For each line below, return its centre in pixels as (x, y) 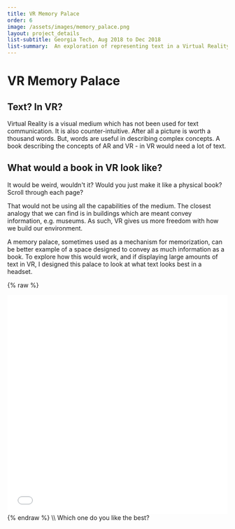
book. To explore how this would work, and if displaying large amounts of (113, 256)
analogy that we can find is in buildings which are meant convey (100, 213)
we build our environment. (45, 228)
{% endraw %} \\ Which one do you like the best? (78, 517)
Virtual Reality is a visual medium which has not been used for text (103, 124)
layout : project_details (43, 33)
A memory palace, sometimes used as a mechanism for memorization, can (115, 242)
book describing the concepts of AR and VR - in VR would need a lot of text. (117, 146)
